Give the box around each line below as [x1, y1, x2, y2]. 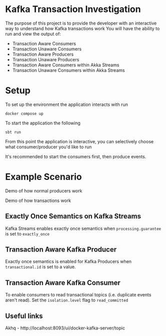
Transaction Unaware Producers [12, 56, 79, 62]
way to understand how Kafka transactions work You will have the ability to [5, 25, 160, 31]
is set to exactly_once [5, 231, 50, 237]
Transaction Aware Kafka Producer [5, 245, 116, 254]
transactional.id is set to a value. [5, 264, 76, 270]
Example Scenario [5, 171, 82, 183]
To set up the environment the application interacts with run [5, 101, 128, 107]
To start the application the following [5, 120, 81, 126]
